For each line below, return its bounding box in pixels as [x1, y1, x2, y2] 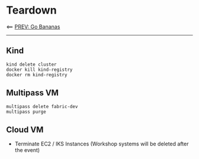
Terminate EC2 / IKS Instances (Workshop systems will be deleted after [14, 140, 189, 148]
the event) [14, 147, 40, 154]
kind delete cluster [6, 61, 57, 67]
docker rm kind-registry [6, 72, 68, 77]
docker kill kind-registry [6, 66, 73, 73]
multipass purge [6, 109, 46, 115]
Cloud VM [6, 125, 44, 135]
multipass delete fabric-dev [6, 103, 78, 109]
